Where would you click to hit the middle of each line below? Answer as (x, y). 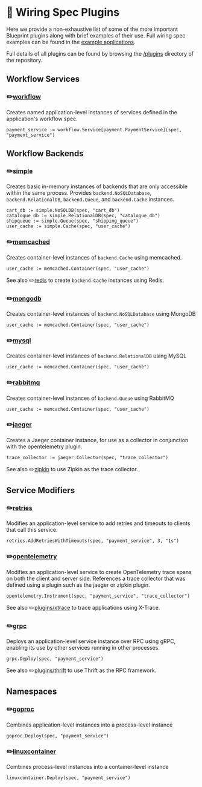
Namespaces (32, 692)
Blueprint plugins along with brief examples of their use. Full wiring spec (96, 35)
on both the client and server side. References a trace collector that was (96, 578)
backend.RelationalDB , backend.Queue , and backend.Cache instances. (90, 200)
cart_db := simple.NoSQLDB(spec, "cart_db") (63, 211)
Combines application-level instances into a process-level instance (90, 725)
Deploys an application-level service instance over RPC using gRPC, (91, 641)
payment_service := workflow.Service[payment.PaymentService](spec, (94, 129)
